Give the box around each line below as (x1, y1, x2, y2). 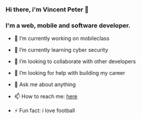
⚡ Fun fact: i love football (14, 107, 75, 114)
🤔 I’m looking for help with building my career (14, 70, 125, 77)
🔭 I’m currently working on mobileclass (14, 35, 110, 42)
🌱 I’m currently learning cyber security (14, 46, 108, 54)
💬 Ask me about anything (14, 81, 76, 88)
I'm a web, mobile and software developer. (5, 21, 131, 29)
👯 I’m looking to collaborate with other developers (14, 58, 136, 65)
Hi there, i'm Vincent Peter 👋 (5, 5, 89, 14)
